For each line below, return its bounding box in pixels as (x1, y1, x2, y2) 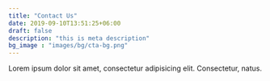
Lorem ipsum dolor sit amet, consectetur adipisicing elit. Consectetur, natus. (8, 63, 263, 73)
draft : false (8, 26, 53, 34)
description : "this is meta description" (8, 34, 150, 43)
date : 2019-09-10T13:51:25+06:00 (8, 19, 121, 27)
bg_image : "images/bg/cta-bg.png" (8, 42, 129, 50)
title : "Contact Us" (8, 11, 78, 20)
